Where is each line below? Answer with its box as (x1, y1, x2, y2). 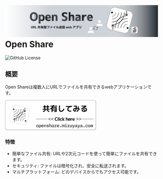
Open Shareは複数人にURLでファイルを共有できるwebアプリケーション (5, 84, 147, 90)
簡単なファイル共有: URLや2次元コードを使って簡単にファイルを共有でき (12, 150, 157, 156)
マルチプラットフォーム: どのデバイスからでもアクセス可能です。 (12, 169, 142, 175)
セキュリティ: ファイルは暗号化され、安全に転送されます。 (12, 163, 129, 168)
